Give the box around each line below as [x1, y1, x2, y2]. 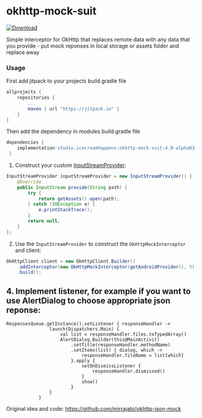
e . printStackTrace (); [38, 207, 93, 213]
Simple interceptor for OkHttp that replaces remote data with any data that [6, 36, 191, 43]
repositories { [17, 95, 55, 101]
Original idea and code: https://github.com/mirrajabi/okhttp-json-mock [6, 405, 182, 413]
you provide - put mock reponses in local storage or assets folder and [6, 42, 179, 49]
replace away [6, 48, 40, 55]
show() [81, 379, 98, 385]
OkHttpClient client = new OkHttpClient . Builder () [6, 258, 136, 264]
